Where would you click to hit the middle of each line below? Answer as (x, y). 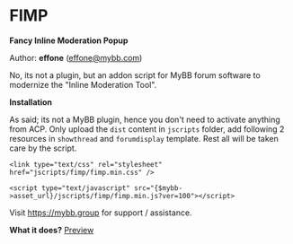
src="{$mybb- (158, 188)
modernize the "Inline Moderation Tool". (83, 84)
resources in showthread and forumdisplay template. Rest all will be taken (144, 138)
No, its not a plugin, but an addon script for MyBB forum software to (135, 75)
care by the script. (43, 148)
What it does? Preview (52, 230)
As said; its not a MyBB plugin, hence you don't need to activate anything (145, 119)
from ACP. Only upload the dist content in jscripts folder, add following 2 (147, 129)
